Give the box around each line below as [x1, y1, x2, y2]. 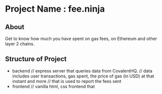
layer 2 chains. [5, 41, 35, 47]
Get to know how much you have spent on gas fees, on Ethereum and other [5, 36, 158, 41]
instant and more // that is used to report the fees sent [12, 78, 121, 84]
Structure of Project [5, 55, 67, 63]
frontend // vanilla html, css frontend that [12, 83, 95, 89]
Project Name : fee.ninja [5, 3, 105, 15]
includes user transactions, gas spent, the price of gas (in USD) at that [12, 73, 154, 79]
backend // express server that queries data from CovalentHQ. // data [12, 68, 153, 74]
